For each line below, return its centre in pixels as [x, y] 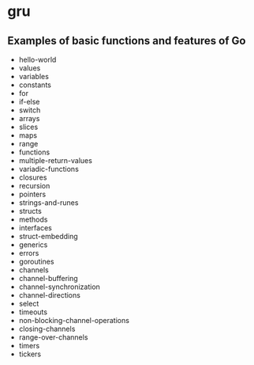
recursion [34, 186]
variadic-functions [49, 169]
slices [28, 127]
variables [34, 76]
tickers [30, 354]
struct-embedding [48, 236]
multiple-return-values [55, 160]
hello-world [37, 59]
